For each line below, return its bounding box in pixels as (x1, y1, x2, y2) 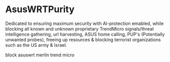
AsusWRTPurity (5, 4, 75, 15)
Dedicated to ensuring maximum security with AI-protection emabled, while (5, 20, 164, 26)
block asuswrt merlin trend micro (5, 52, 75, 58)
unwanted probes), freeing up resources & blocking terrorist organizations (5, 37, 161, 43)
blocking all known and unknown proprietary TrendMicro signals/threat (5, 25, 154, 32)
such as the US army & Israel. (5, 42, 67, 48)
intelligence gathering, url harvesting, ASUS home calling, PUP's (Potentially (5, 31, 165, 37)
